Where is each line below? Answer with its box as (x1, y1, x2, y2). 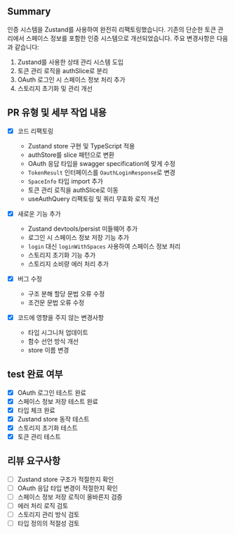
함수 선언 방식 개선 (27, 337, 79, 345)
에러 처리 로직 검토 (17, 502, 69, 510)
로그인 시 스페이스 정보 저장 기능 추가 (27, 233, 130, 241)
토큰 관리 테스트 (17, 433, 61, 440)
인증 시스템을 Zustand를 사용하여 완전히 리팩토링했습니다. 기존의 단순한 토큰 (7, 25, 216, 34)
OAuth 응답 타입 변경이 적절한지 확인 (17, 483, 118, 492)
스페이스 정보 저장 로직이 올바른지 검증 (17, 492, 123, 501)
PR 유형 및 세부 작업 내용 (7, 107, 107, 119)
